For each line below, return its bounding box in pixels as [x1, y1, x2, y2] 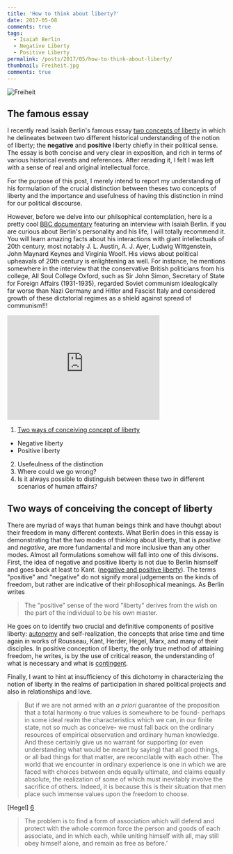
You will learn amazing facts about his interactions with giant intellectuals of [7, 235, 225, 243]
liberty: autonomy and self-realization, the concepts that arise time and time [7, 630, 225, 638]
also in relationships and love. [7, 687, 93, 696]
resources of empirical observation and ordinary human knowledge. [24, 731, 219, 739]
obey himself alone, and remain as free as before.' [24, 839, 168, 848]
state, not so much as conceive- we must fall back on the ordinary [24, 723, 214, 732]
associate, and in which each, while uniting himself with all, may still [24, 832, 219, 840]
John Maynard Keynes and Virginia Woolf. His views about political [7, 250, 198, 258]
